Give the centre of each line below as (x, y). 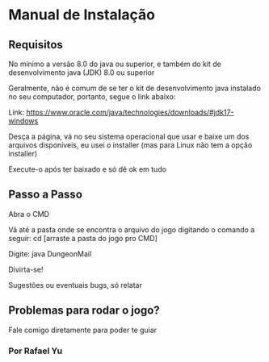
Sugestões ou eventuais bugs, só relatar (76, 285)
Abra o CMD (29, 214)
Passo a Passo (46, 195)
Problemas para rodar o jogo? (84, 311)
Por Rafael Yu (36, 351)
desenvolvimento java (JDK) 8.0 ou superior (82, 73)
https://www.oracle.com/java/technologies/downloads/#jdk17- (130, 112)
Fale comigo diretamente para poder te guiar (83, 330)
